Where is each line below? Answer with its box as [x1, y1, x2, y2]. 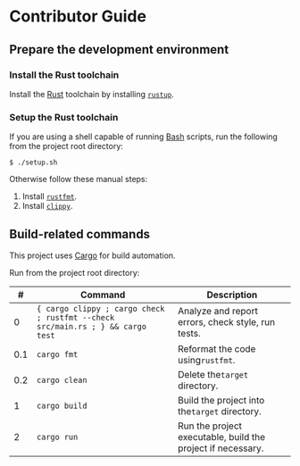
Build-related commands [9, 226, 150, 242]
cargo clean [37, 375, 87, 385]
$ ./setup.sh [9, 158, 58, 167]
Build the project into [178, 394, 265, 406]
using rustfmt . [178, 354, 236, 366]
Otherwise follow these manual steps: [9, 174, 148, 185]
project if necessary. [178, 442, 264, 454]
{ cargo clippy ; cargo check [37, 304, 165, 313]
